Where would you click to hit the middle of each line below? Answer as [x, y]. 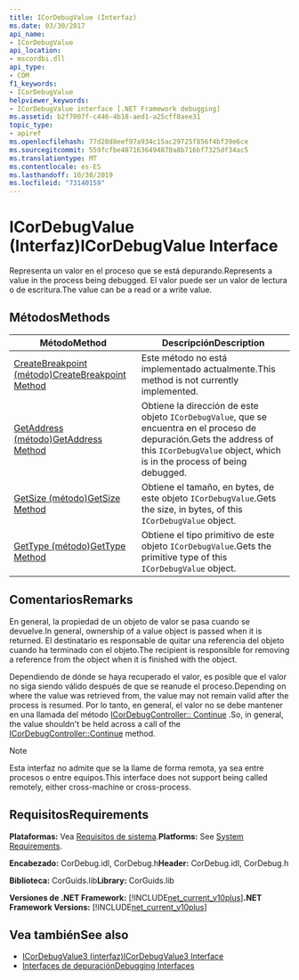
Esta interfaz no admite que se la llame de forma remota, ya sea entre [137, 768]
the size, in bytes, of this [192, 509]
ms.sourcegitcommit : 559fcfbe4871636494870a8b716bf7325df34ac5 [129, 150]
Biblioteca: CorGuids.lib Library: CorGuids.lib [92, 880]
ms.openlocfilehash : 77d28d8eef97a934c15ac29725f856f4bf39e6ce [129, 142]
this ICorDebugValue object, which [211, 450]
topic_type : [31, 126]
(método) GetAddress [58, 439]
